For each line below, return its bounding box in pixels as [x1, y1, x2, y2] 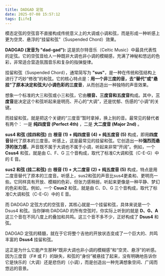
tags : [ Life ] [5, 16, 32, 21]
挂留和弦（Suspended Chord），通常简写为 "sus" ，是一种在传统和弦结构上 [5, 70, 157, 76]
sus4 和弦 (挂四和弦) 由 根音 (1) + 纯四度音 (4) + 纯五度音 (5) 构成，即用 [5, 132, 149, 138]
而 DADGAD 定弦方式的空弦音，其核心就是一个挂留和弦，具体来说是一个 [5, 202, 151, 208]
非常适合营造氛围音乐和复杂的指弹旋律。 [13, 59, 96, 65]
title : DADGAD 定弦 [5, 7, 44, 12]
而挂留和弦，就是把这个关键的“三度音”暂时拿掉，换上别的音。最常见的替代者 [5, 115, 160, 121]
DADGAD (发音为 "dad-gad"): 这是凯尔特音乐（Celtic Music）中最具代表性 [5, 47, 157, 53]
